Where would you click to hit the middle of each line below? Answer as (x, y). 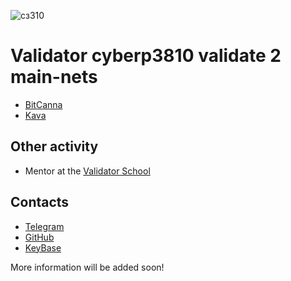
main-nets (54, 77)
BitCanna (43, 104)
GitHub (39, 237)
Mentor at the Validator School (87, 171)
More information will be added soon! (87, 267)
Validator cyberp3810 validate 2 (146, 56)
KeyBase (43, 247)
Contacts (40, 202)
